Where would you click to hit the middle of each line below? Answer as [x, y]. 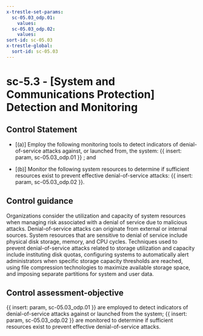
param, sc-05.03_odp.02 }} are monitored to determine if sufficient [90, 320]
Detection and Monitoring [72, 107]
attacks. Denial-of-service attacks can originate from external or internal [97, 228]
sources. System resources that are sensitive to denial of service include [97, 235]
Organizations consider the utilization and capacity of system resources [96, 216]
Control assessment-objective [65, 293]
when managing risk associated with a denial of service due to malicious [97, 222]
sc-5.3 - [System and [61, 81]
